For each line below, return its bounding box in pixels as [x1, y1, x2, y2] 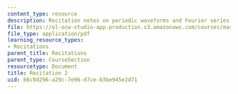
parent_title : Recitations [7, 50, 87, 57]
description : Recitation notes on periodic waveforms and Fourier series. [7, 17, 233, 24]
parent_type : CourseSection [7, 57, 91, 64]
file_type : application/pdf [7, 30, 91, 37]
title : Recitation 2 [7, 69, 69, 76]
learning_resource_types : [7, 37, 84, 44]
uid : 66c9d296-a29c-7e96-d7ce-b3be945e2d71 [7, 76, 138, 83]
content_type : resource [7, 10, 78, 18]
